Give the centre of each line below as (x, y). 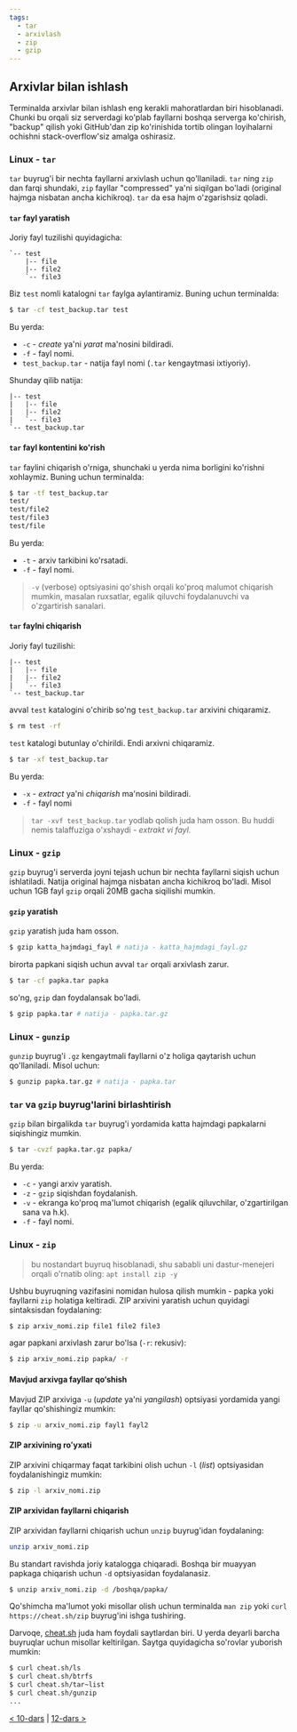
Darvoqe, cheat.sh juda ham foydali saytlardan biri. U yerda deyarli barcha (145, 1633)
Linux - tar (33, 159)
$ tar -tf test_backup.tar (59, 493)
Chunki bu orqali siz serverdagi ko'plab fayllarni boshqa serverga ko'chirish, (148, 117)
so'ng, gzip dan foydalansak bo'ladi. (75, 998)
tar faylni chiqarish (45, 626)
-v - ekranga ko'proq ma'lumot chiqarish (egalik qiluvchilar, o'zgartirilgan (155, 1203)
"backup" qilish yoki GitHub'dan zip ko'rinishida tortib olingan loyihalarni (141, 126)
